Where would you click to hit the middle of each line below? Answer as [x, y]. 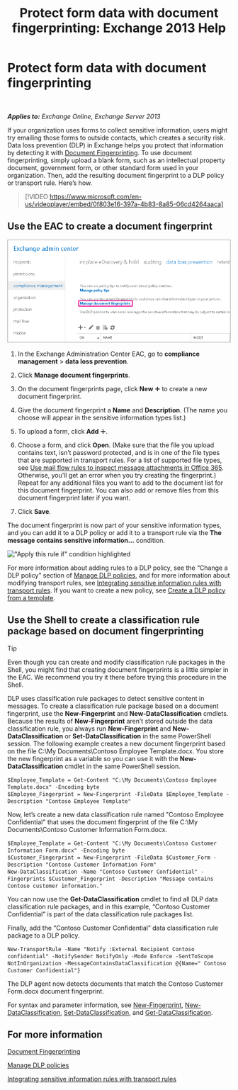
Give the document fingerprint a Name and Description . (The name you [123, 410]
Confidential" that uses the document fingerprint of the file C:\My [103, 822]
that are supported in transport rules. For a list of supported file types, [120, 460]
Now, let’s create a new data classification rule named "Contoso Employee [116, 814]
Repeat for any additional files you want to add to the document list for [120, 483]
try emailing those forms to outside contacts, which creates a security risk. [116, 137]
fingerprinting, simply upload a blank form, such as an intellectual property [116, 160]
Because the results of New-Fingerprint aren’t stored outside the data [110, 721]
